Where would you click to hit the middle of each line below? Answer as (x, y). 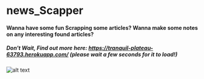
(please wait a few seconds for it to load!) (124, 55)
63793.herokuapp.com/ (38, 55)
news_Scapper (45, 11)
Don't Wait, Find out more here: (47, 48)
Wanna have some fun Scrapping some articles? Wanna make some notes (102, 27)
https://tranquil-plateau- (121, 48)
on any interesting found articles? (50, 34)
